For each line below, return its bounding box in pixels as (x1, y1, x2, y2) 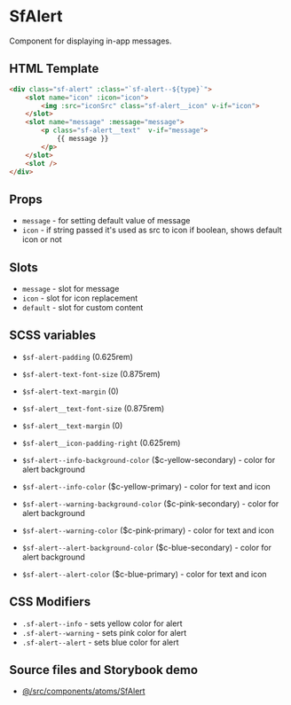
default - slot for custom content (21, 302, 144, 312)
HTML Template (9, 61, 99, 76)
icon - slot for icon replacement (21, 293, 138, 303)
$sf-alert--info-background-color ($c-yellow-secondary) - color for (21, 454, 276, 465)
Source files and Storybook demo (9, 662, 198, 678)
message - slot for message (21, 284, 120, 294)
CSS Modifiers (9, 594, 91, 609)
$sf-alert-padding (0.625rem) (21, 351, 133, 362)
